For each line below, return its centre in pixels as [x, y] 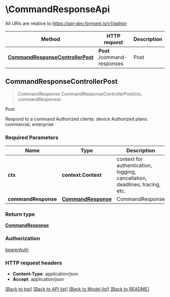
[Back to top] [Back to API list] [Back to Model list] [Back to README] [77, 289]
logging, [126, 172]
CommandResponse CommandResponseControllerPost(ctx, [80, 94]
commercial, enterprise [30, 124]
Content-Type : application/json [45, 274]
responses [111, 63]
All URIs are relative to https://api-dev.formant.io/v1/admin [66, 23]
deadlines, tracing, [139, 185]
